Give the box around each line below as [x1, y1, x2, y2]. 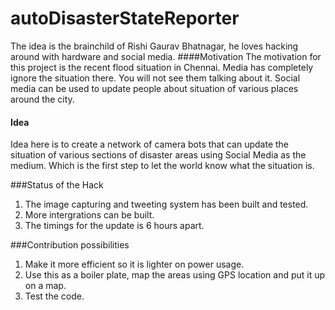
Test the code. [24, 290, 85, 302]
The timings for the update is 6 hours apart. [24, 220, 205, 232]
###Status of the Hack [10, 179, 104, 191]
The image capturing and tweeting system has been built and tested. [24, 198, 309, 211]
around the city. [10, 93, 75, 105]
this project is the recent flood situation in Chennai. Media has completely [10, 61, 314, 73]
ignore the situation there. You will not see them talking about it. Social [10, 72, 301, 84]
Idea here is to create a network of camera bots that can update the [10, 138, 289, 151]
